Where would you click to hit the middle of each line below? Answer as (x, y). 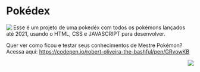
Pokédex (28, 11)
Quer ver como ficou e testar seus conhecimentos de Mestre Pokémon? (94, 45)
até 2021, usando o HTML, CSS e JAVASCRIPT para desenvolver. (86, 33)
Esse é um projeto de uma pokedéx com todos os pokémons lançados (99, 27)
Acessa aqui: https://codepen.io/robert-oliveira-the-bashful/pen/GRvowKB (98, 51)
